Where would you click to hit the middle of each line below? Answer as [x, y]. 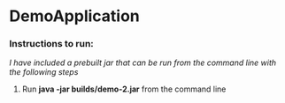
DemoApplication [74, 16]
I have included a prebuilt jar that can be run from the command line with [143, 63]
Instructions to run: [52, 44]
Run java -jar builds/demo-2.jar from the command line [124, 89]
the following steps [44, 72]
